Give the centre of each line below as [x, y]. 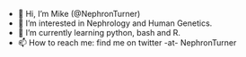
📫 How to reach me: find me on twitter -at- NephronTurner [127, 43]
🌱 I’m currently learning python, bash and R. [99, 33]
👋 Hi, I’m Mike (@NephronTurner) [79, 14]
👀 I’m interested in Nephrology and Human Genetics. [115, 23]
